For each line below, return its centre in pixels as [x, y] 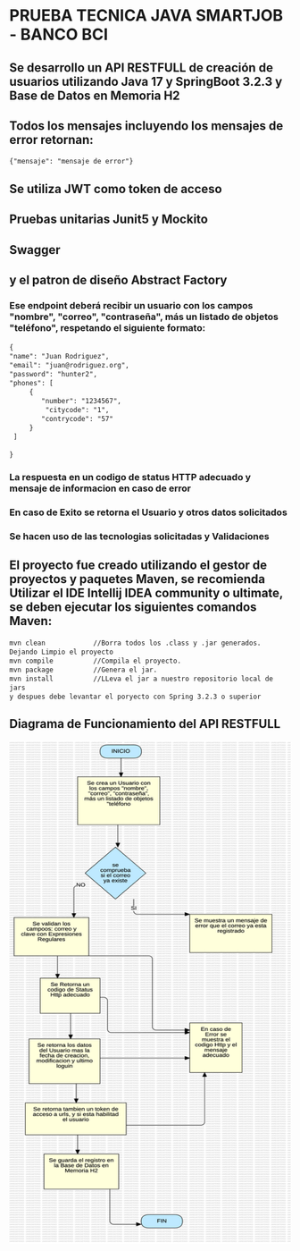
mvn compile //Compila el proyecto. [95, 661]
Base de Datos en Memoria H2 [95, 95]
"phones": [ [31, 384]
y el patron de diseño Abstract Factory [118, 279]
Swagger [35, 250]
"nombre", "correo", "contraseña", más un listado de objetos [144, 317]
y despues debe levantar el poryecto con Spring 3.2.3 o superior [135, 697]
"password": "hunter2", [54, 375]
